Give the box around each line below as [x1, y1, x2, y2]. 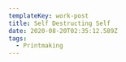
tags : [8, 34, 27, 43]
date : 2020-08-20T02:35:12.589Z [8, 27, 118, 35]
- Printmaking [15, 42, 63, 50]
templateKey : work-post [8, 11, 89, 20]
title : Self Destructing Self [8, 19, 111, 27]
